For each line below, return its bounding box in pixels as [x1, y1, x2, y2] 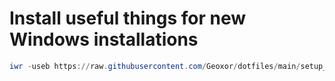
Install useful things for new [9, 7, 247, 30]
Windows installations [9, 28, 199, 51]
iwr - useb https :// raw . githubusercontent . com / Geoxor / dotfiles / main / [9, 61, 301, 71]
